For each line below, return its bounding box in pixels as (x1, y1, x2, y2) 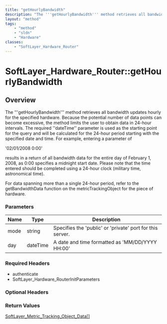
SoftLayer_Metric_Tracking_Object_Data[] (5, 314, 90, 320)
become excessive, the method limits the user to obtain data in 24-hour (5, 120, 152, 126)
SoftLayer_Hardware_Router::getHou (5, 66, 162, 77)
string (26, 227, 41, 234)
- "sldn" (14, 30, 32, 35)
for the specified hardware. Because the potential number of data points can (5, 114, 162, 120)
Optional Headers (5, 289, 49, 296)
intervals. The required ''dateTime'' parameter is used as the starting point (5, 125, 158, 131)
